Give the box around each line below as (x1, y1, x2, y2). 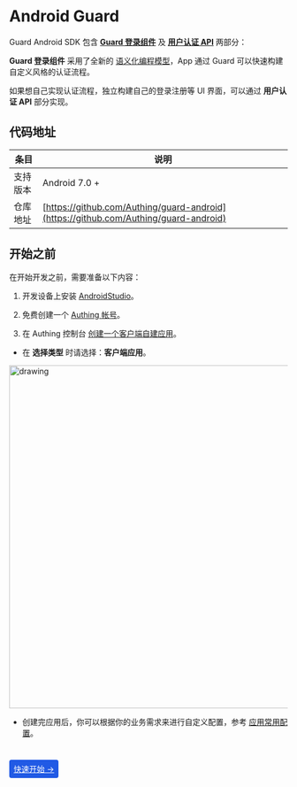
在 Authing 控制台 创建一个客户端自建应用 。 (21, 328, 181, 338)
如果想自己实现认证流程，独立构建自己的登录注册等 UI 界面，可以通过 (9, 85, 263, 96)
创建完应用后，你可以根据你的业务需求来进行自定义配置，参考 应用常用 (21, 716, 280, 727)
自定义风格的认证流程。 (9, 66, 95, 77)
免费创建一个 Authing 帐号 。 (21, 309, 126, 320)
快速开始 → (13, 763, 55, 774)
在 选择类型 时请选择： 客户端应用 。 (21, 347, 151, 358)
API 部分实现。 (19, 96, 73, 107)
